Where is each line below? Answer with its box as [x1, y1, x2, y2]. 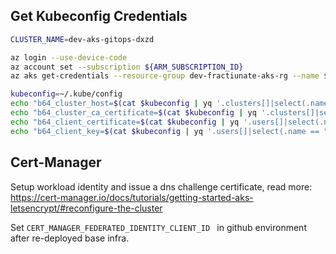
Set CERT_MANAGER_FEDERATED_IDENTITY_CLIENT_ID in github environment [10, 221, 307, 233]
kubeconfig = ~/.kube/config [10, 89, 123, 99]
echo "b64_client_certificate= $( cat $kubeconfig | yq [10, 117, 240, 127]
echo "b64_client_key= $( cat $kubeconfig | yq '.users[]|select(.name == [10, 126, 320, 136]
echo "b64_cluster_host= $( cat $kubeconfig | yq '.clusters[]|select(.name [10, 99, 329, 109]
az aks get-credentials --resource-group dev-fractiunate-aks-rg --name [10, 71, 320, 81]
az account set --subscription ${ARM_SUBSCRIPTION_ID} [10, 62, 244, 72]
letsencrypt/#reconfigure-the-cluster [10, 202, 163, 214]
